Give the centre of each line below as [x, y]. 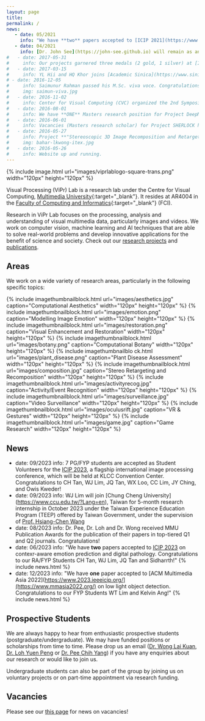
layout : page [23, 12]
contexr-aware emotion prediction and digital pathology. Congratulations [106, 554]
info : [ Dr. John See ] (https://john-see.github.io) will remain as [106, 52]
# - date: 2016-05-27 [37, 131]
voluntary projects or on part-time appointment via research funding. [93, 677]
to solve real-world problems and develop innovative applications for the [98, 234]
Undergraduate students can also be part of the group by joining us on [95, 671]
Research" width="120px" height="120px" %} [64, 429]
